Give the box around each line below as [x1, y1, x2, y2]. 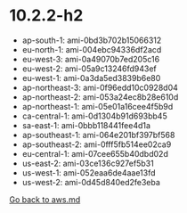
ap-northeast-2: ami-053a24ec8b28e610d [21, 91, 179, 102]
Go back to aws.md [9, 193, 81, 205]
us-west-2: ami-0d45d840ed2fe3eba [21, 176, 160, 187]
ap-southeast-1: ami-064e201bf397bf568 [21, 129, 175, 140]
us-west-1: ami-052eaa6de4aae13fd [21, 167, 156, 178]
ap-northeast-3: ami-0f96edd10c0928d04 [21, 82, 178, 93]
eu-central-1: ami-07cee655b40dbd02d [21, 148, 169, 159]
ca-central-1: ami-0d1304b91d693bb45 [21, 111, 167, 121]
